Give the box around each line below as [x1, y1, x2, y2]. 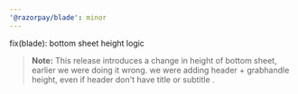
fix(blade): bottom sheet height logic [9, 38, 144, 48]
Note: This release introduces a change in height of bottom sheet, [31, 55, 277, 65]
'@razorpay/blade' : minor [9, 13, 107, 22]
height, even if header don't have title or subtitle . [31, 73, 215, 85]
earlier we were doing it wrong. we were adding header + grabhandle [31, 64, 290, 75]
